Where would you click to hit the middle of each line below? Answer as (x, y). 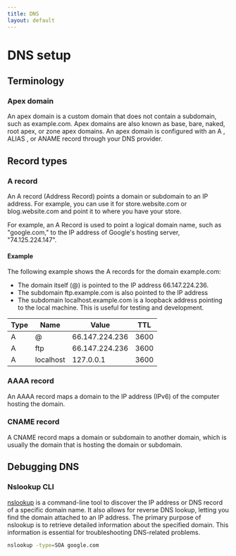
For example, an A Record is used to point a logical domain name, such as (114, 225)
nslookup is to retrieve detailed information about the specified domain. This (118, 524)
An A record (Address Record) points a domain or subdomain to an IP (108, 196)
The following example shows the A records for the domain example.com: (114, 272)
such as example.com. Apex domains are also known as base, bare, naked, (116, 124)
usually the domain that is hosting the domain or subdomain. (95, 445)
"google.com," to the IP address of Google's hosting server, (94, 232)
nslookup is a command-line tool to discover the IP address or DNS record (115, 502)
